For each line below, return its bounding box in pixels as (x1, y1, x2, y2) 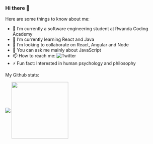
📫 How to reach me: (12, 53, 56, 59)
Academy (12, 31, 33, 37)
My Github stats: (5, 72, 39, 78)
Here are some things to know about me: (5, 16, 90, 22)
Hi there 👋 (5, 5, 30, 12)
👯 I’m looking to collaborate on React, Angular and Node (12, 42, 129, 48)
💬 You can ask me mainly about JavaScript (12, 47, 102, 53)
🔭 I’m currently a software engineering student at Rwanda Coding (12, 26, 148, 32)
